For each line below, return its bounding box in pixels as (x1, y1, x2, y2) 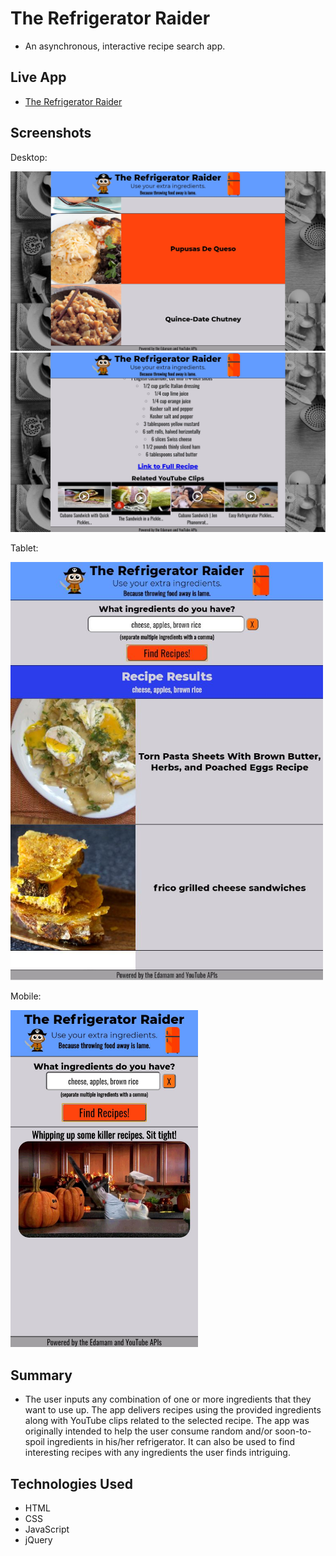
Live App (10, 69, 67, 86)
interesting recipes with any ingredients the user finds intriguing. (24, 1447, 291, 1459)
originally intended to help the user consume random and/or (24, 1425, 273, 1437)
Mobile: (10, 990, 42, 1002)
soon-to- (274, 1425, 312, 1437)
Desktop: (10, 151, 48, 163)
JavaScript (24, 1523, 70, 1536)
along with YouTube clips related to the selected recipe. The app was (24, 1415, 310, 1427)
